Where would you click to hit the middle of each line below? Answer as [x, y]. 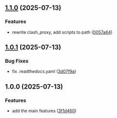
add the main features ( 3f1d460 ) [44, 111]
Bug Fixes [17, 61]
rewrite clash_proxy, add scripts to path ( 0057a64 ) [62, 32]
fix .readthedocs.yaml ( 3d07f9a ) [44, 71]
